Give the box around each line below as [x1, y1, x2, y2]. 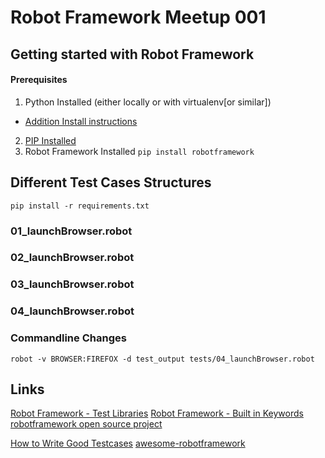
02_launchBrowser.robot [10, 251, 135, 265]
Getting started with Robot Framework [10, 46, 255, 63]
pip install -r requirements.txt [10, 201, 150, 211]
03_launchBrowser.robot [10, 277, 135, 291]
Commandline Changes [10, 331, 127, 345]
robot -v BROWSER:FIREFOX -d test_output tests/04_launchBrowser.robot [10, 354, 315, 364]
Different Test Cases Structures [10, 174, 212, 191]
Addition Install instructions [24, 115, 138, 127]
